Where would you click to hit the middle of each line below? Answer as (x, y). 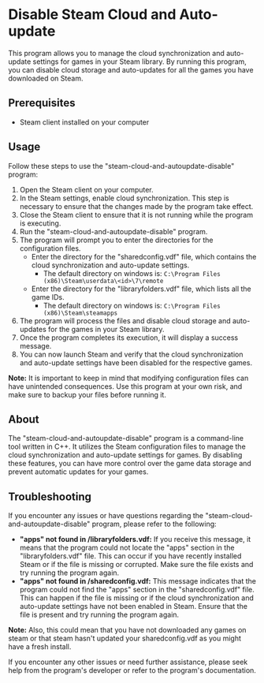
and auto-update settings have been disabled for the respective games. (136, 362)
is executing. (40, 223)
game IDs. (48, 297)
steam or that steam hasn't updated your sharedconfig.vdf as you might (125, 638)
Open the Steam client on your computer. (86, 189)
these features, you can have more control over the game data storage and (130, 464)
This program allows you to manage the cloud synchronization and (116, 53)
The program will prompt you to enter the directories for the (116, 240)
